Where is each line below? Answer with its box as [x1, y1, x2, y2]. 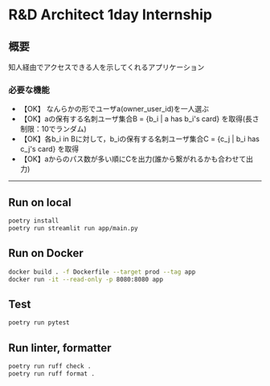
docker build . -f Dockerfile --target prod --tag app [8, 267, 196, 276]
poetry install [8, 217, 59, 226]
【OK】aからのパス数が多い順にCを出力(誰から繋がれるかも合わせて [19, 154, 247, 164]
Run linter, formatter [8, 341, 112, 355]
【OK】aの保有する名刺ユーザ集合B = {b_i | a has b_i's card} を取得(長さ [19, 114, 260, 124]
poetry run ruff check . [8, 362, 92, 370]
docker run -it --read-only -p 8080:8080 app [8, 275, 163, 283]
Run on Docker [8, 246, 84, 260]
